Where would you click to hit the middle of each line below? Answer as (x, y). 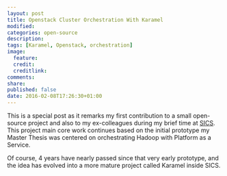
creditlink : (30, 71)
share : (16, 84)
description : (26, 39)
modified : (21, 26)
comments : (21, 77)
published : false (32, 90)
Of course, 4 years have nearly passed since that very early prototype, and (113, 158)
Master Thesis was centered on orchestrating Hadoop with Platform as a (109, 137)
